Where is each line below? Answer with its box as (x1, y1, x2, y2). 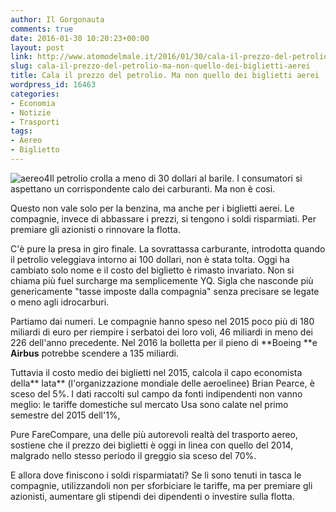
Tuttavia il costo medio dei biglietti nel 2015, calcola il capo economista (10, 366, 303, 378)
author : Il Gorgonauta (10, 14, 105, 25)
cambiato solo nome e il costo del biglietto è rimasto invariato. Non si (10, 264, 295, 276)
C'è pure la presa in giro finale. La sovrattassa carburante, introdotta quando (10, 242, 326, 255)
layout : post (10, 42, 65, 53)
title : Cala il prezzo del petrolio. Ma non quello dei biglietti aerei (10, 71, 320, 81)
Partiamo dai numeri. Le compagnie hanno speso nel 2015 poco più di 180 (10, 315, 315, 327)
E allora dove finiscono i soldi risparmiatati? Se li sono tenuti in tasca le (10, 469, 302, 481)
